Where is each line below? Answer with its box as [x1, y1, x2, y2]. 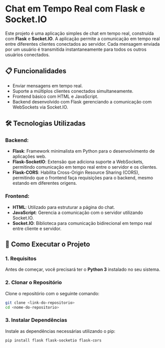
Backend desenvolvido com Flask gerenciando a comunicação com [12, 98, 152, 104]
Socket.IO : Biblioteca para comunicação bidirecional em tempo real [12, 220, 152, 226]
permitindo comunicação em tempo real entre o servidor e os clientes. [12, 164, 157, 170]
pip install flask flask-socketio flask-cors [5, 337, 101, 343]
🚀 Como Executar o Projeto [5, 240, 90, 249]
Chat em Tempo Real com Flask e [5, 3, 145, 15]
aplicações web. [12, 154, 46, 160]
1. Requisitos [5, 255, 36, 262]
